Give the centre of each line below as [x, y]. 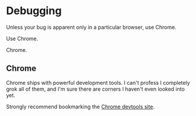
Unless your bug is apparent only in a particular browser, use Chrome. [91, 27]
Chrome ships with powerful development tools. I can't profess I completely [98, 82]
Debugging [34, 11]
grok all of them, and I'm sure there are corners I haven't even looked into [95, 89]
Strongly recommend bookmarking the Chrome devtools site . [80, 107]
